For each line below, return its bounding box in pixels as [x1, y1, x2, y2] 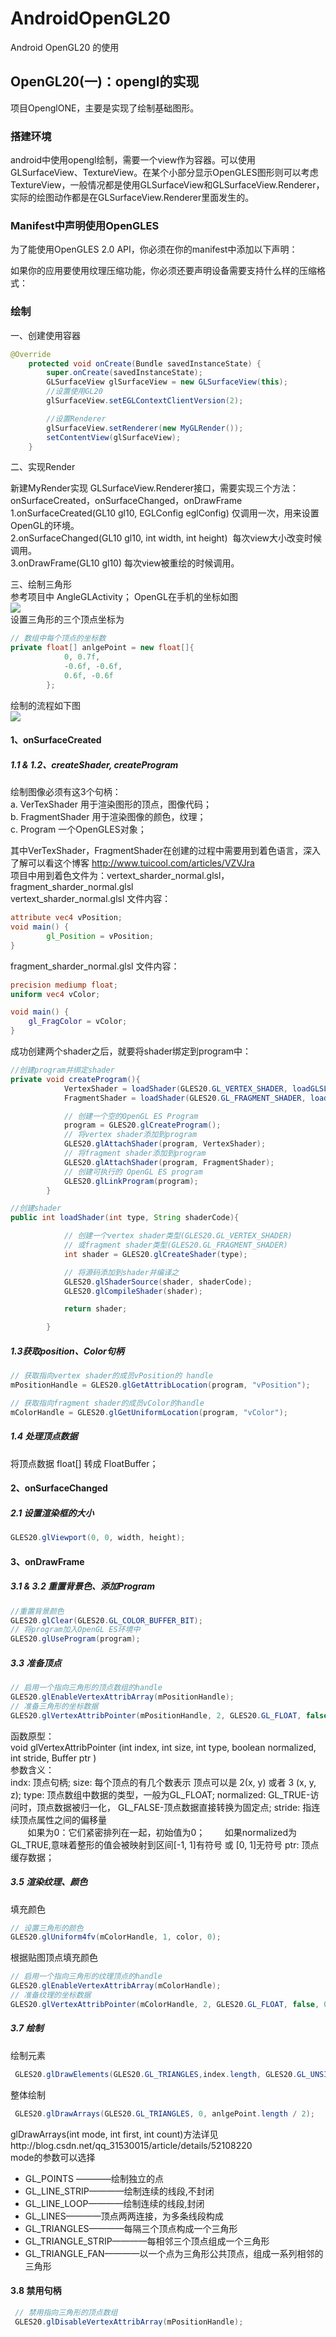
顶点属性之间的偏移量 [18, 1813, 107, 1826]
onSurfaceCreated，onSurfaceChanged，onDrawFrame [10, 495, 243, 507]
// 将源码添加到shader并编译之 [63, 1267, 180, 1277]
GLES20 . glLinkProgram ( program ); [63, 1176, 199, 1186]
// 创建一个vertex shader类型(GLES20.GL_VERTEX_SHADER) [63, 1231, 293, 1241]
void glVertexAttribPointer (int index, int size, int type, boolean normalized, [10, 1741, 317, 1753]
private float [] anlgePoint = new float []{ [10, 643, 195, 653]
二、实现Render [10, 461, 76, 473]
